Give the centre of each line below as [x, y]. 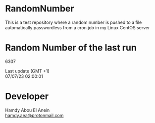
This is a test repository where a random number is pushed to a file [74, 22]
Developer [27, 96]
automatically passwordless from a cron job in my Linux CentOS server [77, 27]
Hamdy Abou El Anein [27, 110]
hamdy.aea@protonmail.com [34, 115]
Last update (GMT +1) [27, 71]
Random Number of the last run [71, 48]
